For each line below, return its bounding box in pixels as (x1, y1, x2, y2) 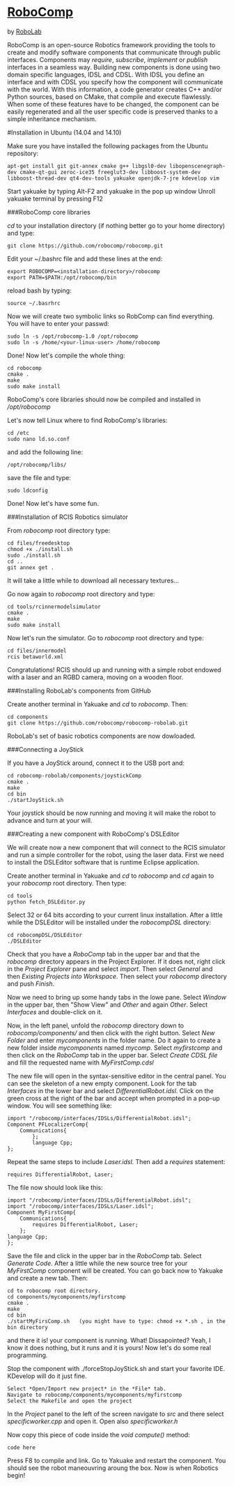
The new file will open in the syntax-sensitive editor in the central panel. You (7, 1071, 226, 1080)
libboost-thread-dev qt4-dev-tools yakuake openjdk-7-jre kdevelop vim (7, 175, 219, 182)
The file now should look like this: (7, 1183, 103, 1191)
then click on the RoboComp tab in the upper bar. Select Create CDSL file (7, 1051, 218, 1059)
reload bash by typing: (7, 286, 72, 295)
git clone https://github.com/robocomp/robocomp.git (7, 242, 164, 249)
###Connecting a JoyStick (7, 745, 84, 753)
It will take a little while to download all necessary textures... (7, 576, 180, 585)
